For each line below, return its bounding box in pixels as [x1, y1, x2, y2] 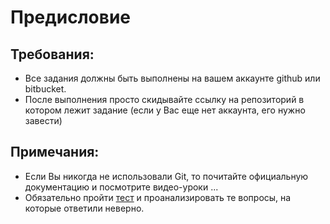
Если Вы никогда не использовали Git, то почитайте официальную [24, 170, 309, 182]
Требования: [10, 46, 95, 63]
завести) [24, 115, 63, 126]
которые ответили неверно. [24, 202, 145, 214]
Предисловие [10, 6, 131, 29]
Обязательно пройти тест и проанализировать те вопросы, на [24, 191, 292, 203]
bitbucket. [24, 83, 67, 95]
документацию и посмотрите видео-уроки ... [24, 181, 219, 193]
